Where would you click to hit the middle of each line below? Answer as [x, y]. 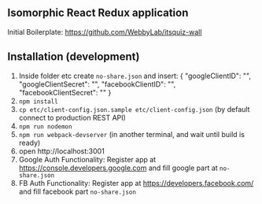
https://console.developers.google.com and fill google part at [118, 168]
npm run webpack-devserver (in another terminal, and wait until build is [132, 134]
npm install [38, 102]
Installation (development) [74, 57]
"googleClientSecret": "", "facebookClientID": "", [97, 84]
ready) [30, 143]
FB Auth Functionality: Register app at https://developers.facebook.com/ [136, 183]
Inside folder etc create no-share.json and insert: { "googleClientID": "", [135, 76]
